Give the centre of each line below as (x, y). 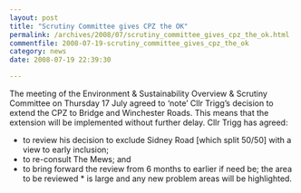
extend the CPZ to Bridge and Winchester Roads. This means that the (139, 113)
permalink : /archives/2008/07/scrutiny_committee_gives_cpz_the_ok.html (150, 34)
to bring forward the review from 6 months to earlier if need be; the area (157, 169)
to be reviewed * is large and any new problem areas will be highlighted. (157, 179)
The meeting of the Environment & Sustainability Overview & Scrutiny (138, 93)
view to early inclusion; (66, 150)
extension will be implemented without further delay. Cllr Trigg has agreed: (149, 122)
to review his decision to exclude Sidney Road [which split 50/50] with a (157, 140)
